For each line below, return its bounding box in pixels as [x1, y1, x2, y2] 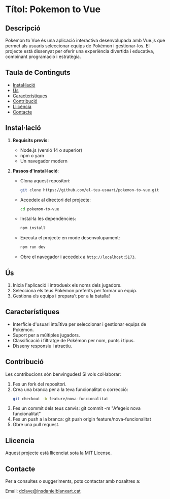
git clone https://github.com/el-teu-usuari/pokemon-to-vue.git [20, 187, 159, 192]
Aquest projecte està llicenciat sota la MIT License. [5, 450, 112, 456]
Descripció [5, 24, 41, 33]
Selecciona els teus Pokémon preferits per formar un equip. [12, 287, 138, 293]
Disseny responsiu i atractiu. [12, 343, 73, 349]
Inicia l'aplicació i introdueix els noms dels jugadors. [12, 282, 122, 288]
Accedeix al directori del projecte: [20, 197, 91, 203]
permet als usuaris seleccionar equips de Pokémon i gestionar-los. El [5, 43, 150, 49]
